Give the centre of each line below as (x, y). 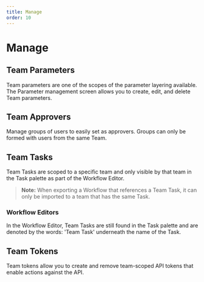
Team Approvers (39, 117)
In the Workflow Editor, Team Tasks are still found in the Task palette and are (102, 225)
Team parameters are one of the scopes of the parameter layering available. (102, 85)
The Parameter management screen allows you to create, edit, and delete (98, 91)
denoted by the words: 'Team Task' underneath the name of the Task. (94, 232)
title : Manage (24, 12)
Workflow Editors (33, 213)
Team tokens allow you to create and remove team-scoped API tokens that (100, 266)
